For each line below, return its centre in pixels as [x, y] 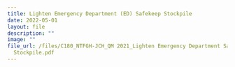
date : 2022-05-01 [33, 20]
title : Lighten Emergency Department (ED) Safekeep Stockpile [100, 14]
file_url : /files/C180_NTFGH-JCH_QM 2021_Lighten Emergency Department [114, 46]
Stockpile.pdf [34, 53]
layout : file [26, 27]
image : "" [22, 40]
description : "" [31, 33]
